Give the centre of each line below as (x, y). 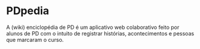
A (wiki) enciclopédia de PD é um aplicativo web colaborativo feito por (93, 27)
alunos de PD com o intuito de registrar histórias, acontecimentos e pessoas (100, 33)
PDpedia (28, 11)
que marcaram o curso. (35, 40)
